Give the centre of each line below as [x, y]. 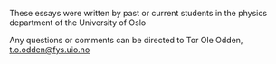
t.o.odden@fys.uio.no [50, 50]
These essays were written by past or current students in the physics [138, 13]
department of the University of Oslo [78, 23]
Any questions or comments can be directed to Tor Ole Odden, [126, 40]
